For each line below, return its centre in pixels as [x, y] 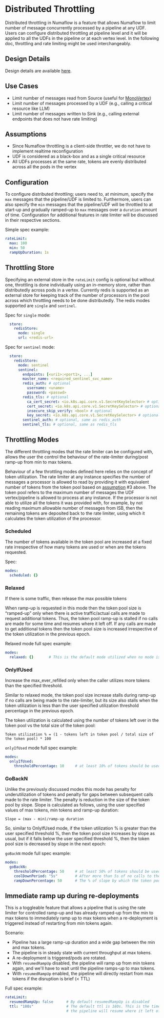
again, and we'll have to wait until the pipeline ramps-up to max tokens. [83, 968]
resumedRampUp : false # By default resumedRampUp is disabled [80, 1002]
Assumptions [26, 134]
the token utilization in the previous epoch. [48, 634]
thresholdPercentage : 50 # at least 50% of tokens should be [82, 871]
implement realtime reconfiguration [47, 151]
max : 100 [18, 243]
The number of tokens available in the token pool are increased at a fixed [79, 542]
